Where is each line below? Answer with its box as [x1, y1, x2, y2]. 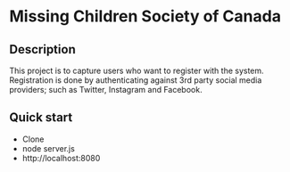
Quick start [9, 110, 73, 126]
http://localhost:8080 [21, 152, 101, 163]
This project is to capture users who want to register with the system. [9, 65, 265, 76]
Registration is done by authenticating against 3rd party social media [9, 75, 262, 86]
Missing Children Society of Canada [9, 6, 281, 27]
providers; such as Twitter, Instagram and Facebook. [9, 85, 203, 94]
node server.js [21, 143, 76, 153]
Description [9, 42, 76, 57]
